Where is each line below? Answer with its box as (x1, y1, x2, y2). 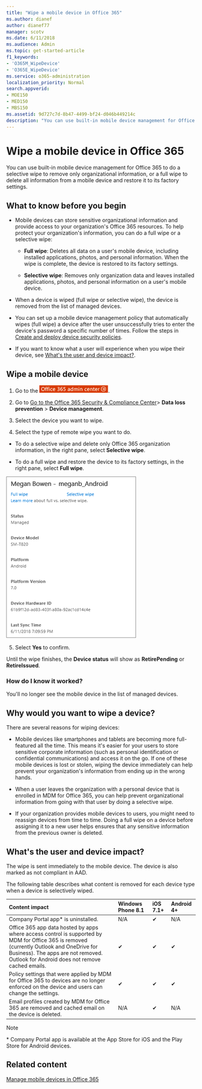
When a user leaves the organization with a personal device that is (14, 785, 180, 793)
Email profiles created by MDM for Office (8, 998, 110, 1005)
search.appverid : (6, 86, 50, 92)
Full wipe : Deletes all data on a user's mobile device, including (23, 247, 179, 255)
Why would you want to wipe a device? (6, 708, 155, 718)
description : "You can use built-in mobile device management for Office (6, 117, 195, 123)
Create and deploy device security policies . (14, 334, 123, 341)
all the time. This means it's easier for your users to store (37, 742, 179, 749)
